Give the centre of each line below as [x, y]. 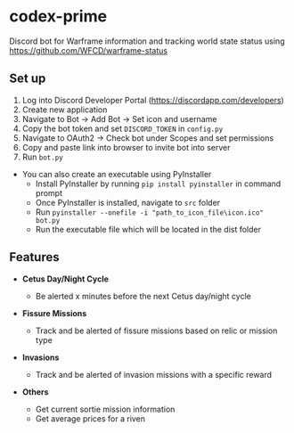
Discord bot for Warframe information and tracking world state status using [147, 41]
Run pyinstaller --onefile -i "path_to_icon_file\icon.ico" [150, 212]
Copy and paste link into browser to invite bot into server [126, 147]
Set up [28, 79]
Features [34, 257]
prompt [49, 192]
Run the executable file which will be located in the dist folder [148, 229]
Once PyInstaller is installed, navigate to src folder [128, 202]
